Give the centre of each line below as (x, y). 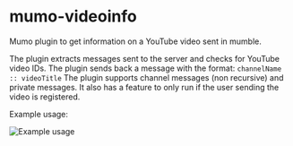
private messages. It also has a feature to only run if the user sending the (144, 87)
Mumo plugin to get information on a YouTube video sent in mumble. (135, 41)
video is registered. (45, 97)
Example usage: (39, 114)
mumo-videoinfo (73, 17)
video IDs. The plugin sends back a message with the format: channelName (146, 68)
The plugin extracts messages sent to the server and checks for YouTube (145, 58)
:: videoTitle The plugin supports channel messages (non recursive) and (146, 77)
